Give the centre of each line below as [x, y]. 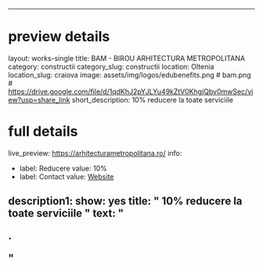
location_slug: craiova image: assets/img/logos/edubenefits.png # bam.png [130, 74]
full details [43, 132]
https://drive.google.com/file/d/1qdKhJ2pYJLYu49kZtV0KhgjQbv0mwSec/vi [131, 92]
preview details [59, 37]
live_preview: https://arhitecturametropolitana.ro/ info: [95, 153]
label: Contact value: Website [67, 176]
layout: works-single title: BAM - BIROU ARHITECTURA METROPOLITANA [126, 58]
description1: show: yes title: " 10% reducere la [125, 201]
